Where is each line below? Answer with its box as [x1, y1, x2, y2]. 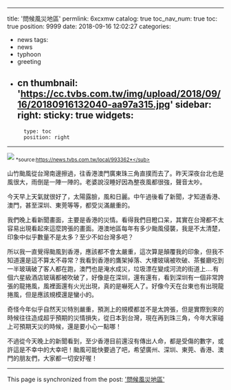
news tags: [16, 36, 49, 43]
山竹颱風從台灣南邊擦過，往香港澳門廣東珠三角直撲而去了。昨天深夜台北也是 [7, 169, 224, 177]
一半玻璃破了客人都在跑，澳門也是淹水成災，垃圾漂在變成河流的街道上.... [7, 264, 213, 272]
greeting [16, 58, 41, 65]
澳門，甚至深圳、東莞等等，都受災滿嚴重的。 [7, 201, 134, 209]
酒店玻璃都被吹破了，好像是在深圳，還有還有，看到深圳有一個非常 [30, 273, 218, 281]
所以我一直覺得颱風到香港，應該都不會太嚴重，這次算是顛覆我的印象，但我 [7, 247, 218, 255]
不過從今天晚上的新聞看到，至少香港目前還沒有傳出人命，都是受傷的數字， [7, 336, 218, 345]
